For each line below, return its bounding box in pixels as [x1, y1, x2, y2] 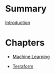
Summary [5, 3, 46, 14]
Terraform [12, 63, 33, 69]
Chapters [5, 37, 45, 48]
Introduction [5, 19, 30, 25]
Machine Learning [12, 53, 50, 59]
